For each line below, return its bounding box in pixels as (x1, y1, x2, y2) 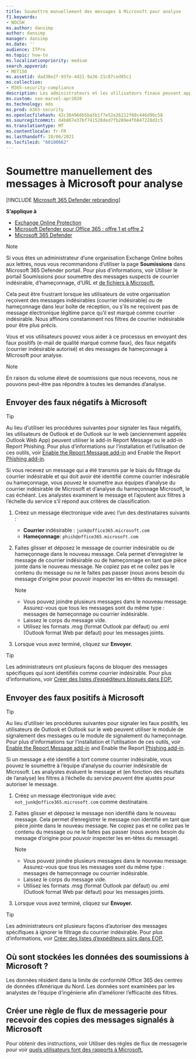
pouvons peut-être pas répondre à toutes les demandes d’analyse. (6, 380, 166, 387)
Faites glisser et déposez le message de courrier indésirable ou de (14, 544, 175, 551)
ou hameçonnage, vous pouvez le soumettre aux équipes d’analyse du (6, 479, 176, 486)
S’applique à (6, 207, 37, 214)
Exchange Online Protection (14, 219, 82, 226)
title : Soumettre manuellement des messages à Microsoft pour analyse (6, 8, 181, 15)
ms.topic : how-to (6, 52, 48, 58)
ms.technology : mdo (6, 101, 54, 107)
